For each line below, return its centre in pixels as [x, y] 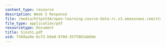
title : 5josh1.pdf [24, 32]
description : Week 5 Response [36, 14]
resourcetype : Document [30, 28]
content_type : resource [30, 10]
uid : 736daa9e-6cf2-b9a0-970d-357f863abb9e [51, 37]
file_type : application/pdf [34, 23]
